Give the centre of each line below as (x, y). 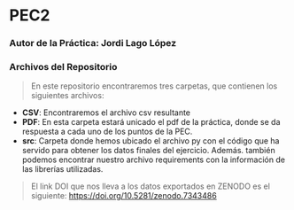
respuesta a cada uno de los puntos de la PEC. (107, 132)
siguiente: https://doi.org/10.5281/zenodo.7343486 (124, 196)
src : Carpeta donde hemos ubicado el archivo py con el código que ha (151, 141)
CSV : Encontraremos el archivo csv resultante (106, 113)
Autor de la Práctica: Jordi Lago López (93, 43)
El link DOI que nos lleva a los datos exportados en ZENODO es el (150, 186)
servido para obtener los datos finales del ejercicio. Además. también (149, 151)
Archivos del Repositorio (63, 67)
